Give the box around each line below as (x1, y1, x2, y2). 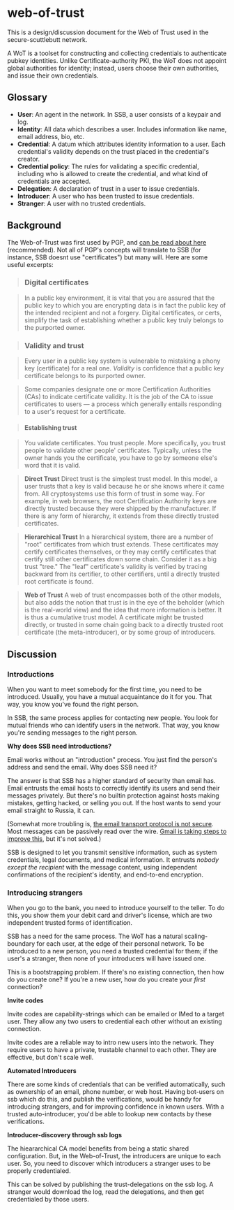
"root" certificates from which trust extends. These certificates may (24, 540, 219, 549)
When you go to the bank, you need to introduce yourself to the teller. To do (7, 904, 225, 912)
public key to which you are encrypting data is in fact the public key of (24, 301, 226, 309)
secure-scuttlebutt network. (7, 35, 88, 43)
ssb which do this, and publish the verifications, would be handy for (7, 1095, 202, 1104)
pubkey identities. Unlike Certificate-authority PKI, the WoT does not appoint (7, 56, 227, 64)
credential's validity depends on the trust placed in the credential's (17, 147, 210, 155)
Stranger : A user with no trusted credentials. (17, 199, 146, 208)
